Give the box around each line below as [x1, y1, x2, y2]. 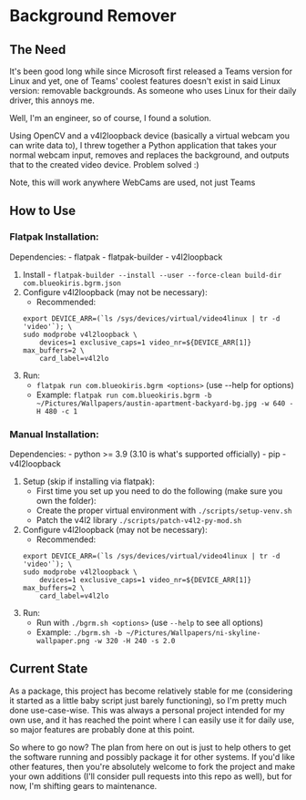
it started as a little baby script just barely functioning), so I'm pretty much [9, 694, 287, 706]
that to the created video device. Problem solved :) [9, 159, 199, 169]
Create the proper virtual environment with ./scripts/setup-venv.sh [36, 505, 292, 516]
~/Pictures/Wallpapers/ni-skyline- [126, 628, 261, 638]
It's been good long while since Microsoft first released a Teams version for [9, 66, 293, 77]
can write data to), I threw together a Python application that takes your [9, 140, 278, 150]
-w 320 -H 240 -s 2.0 [93, 636, 176, 645]
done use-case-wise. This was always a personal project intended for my [9, 704, 285, 715]
